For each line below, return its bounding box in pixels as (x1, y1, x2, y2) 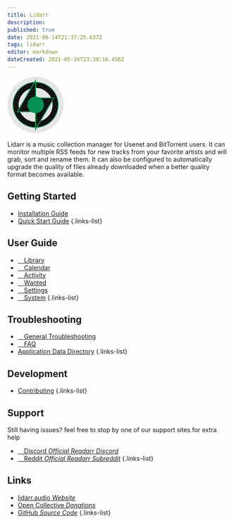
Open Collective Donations (17, 500, 97, 509)
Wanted (23, 278, 47, 287)
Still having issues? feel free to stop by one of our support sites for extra (7, 425, 217, 433)
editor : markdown (7, 49, 58, 56)
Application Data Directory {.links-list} (17, 347, 128, 356)
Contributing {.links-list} (17, 386, 87, 395)
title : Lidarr (7, 11, 49, 18)
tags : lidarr (7, 41, 46, 49)
